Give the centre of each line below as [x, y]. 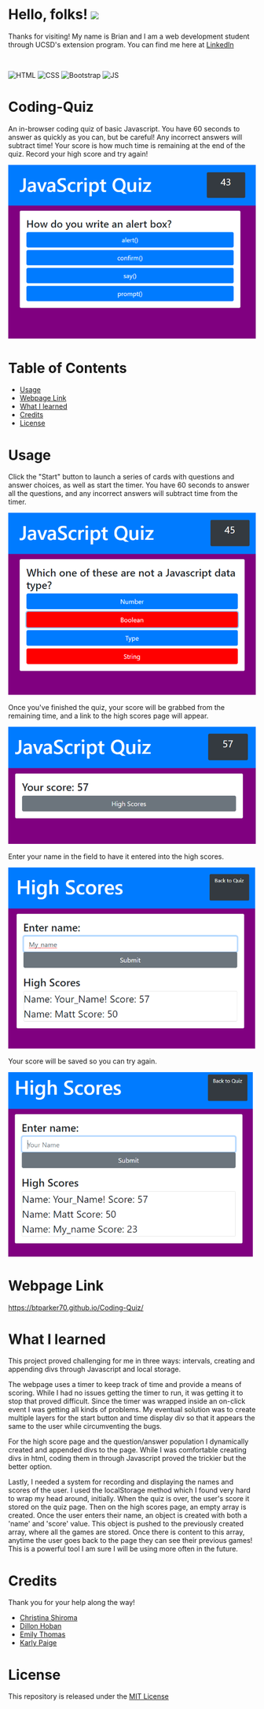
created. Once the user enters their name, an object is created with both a [128, 1515]
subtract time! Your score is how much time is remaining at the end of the [127, 145]
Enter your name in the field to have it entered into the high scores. [116, 856]
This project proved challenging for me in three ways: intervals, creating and [132, 1361]
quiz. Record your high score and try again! [78, 154]
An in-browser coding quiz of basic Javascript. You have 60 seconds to [124, 128]
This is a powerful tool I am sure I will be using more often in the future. [123, 1549]
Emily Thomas [42, 1634]
